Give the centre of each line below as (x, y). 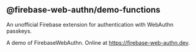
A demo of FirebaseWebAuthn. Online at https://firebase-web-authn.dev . (98, 42)
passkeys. (19, 31)
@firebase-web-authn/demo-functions (83, 10)
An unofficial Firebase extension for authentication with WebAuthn (90, 24)
